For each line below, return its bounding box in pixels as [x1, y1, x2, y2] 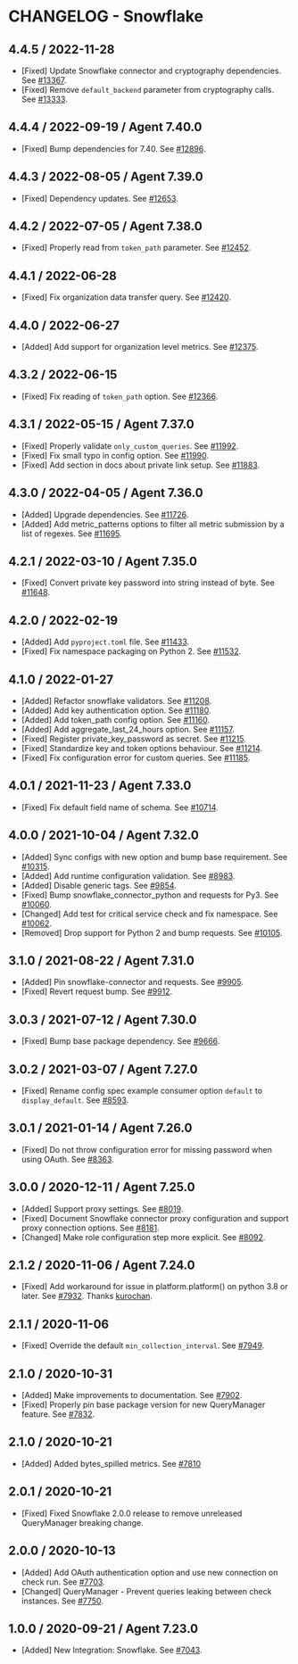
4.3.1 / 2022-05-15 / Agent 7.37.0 [8, 417, 195, 432]
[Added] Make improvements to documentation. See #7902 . [21, 1390, 243, 1401]
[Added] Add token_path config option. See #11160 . [21, 714, 211, 724]
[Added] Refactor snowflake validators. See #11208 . [21, 695, 212, 706]
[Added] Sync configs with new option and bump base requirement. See [21, 851, 287, 862]
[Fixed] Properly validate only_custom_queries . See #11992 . [21, 440, 239, 451]
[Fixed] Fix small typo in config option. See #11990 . [21, 450, 210, 460]
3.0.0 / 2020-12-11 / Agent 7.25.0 [8, 1180, 195, 1195]
